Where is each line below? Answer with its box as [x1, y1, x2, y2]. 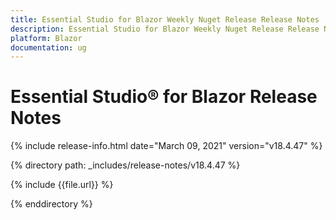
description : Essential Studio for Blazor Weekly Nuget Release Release [10, 24, 320, 34]
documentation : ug [10, 42, 87, 53]
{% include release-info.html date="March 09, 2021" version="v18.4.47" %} [10, 140, 323, 152]
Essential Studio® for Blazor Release [10, 86, 318, 108]
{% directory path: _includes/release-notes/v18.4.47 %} [10, 159, 241, 171]
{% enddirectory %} [10, 198, 93, 210]
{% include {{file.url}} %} [10, 179, 114, 191]
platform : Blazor [10, 33, 83, 43]
